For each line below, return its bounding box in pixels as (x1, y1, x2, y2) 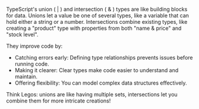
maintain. (14, 73, 37, 80)
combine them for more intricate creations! (6, 97, 111, 104)
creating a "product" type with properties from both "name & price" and (6, 24, 182, 32)
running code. (14, 60, 49, 67)
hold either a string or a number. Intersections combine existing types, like (6, 18, 188, 25)
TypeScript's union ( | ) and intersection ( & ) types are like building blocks (6, 6, 188, 13)
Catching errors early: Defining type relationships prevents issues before (14, 54, 193, 61)
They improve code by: (6, 42, 63, 49)
